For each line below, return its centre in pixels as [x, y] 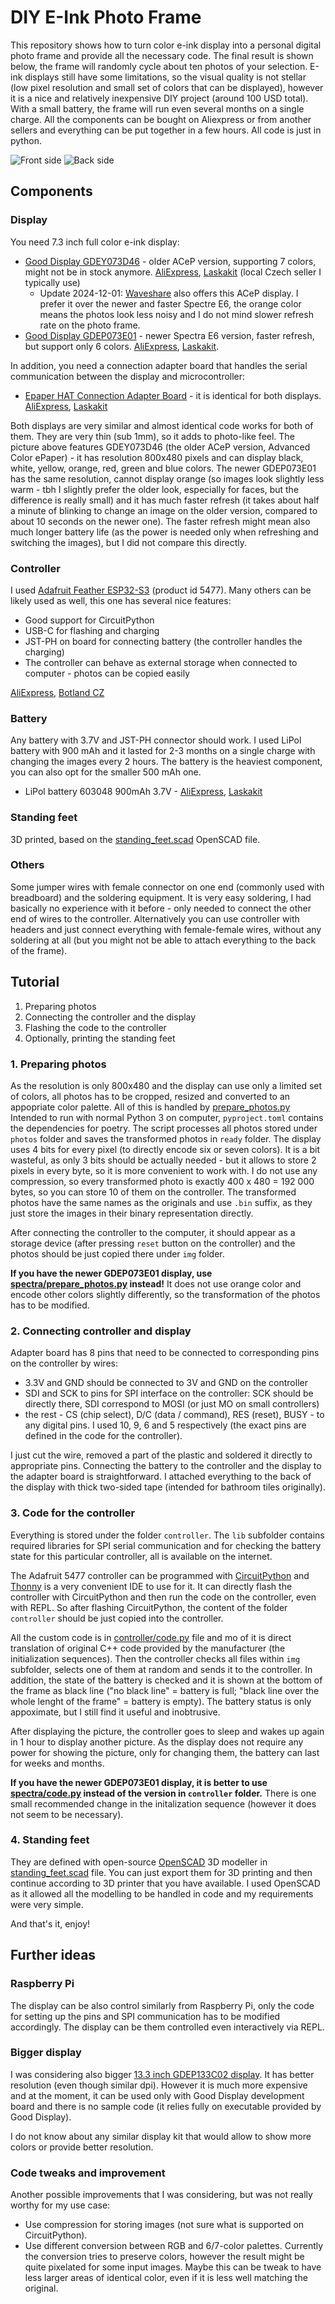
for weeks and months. [57, 1763]
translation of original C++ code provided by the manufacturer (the [148, 1648]
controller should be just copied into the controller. [117, 1618]
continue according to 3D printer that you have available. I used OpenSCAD [165, 1883]
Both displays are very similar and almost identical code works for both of [162, 425]
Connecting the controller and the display [110, 1017]
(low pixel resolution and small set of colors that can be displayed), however [167, 87]
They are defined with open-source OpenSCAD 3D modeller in [139, 1862]
